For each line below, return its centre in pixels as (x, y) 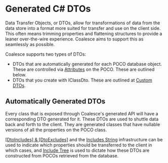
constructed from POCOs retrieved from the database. (62, 155)
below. (19, 74)
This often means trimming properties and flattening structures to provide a (84, 33)
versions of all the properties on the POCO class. (56, 130)
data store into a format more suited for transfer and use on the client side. (83, 28)
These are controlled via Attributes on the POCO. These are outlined (83, 69)
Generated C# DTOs (48, 9)
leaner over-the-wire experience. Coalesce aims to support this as (74, 39)
